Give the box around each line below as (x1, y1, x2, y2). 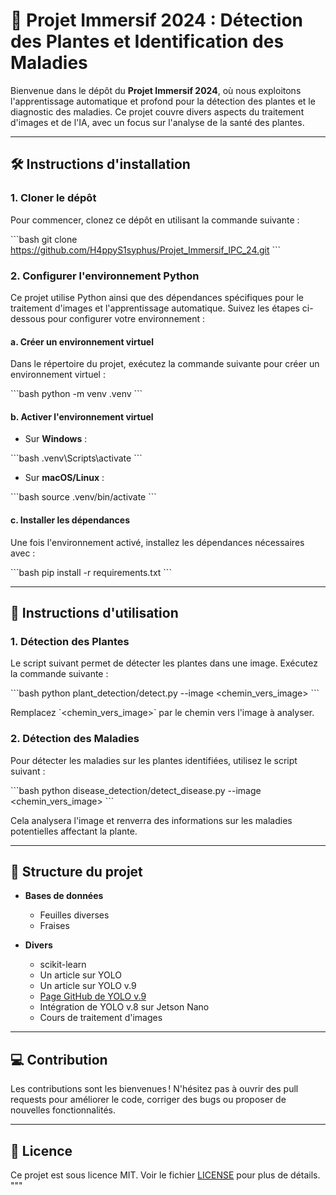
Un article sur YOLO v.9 (39, 980, 137, 992)
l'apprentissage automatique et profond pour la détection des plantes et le (10, 95, 316, 107)
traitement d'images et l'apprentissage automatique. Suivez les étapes (10, 302, 300, 314)
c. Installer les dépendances (10, 514, 130, 526)
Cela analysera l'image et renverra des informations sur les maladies (10, 814, 293, 826)
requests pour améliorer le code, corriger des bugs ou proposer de (10, 1094, 287, 1106)
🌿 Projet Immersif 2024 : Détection (10, 9, 304, 32)
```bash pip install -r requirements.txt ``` (10, 566, 172, 578)
